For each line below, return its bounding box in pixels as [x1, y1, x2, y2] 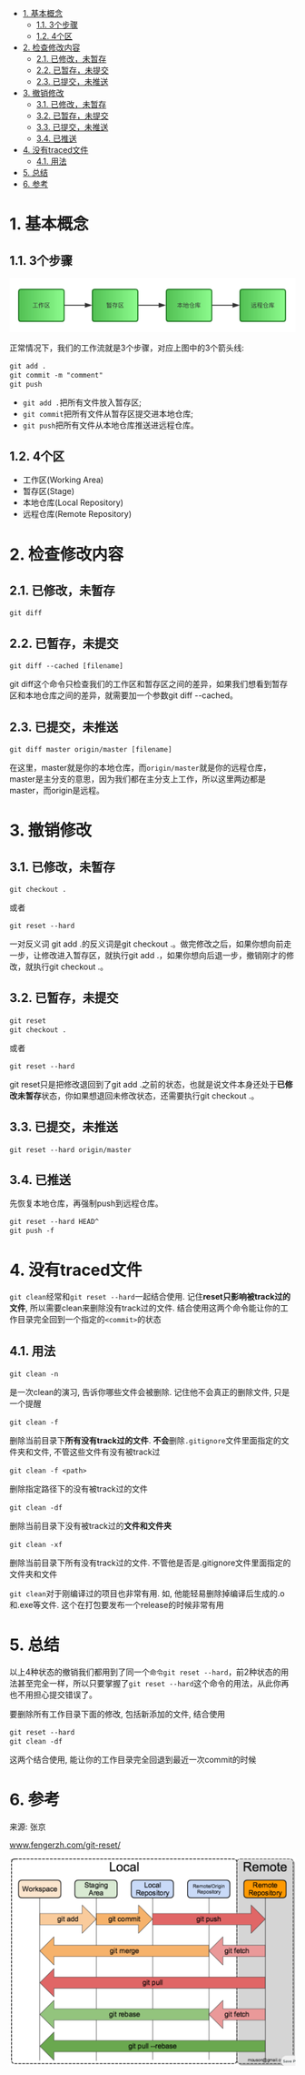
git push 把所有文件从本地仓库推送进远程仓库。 [22, 420, 200, 430]
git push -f [9, 1227, 54, 1236]
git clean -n [9, 1370, 59, 1379]
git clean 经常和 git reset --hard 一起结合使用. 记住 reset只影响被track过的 [9, 1291, 291, 1302]
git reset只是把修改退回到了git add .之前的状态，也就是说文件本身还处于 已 [9, 1078, 286, 1089]
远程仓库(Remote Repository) [22, 509, 133, 520]
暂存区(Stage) [22, 486, 75, 497]
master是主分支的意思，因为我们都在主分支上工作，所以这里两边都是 [9, 773, 266, 784]
